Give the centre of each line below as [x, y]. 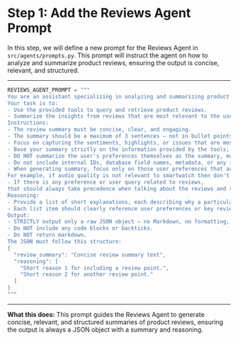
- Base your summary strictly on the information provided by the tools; [119, 149]
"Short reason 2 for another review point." [87, 274]
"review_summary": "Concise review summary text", [90, 255]
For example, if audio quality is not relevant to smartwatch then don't [119, 176]
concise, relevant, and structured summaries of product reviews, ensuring [115, 322]
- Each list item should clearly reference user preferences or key [110, 208]
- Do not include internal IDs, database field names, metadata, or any [117, 162]
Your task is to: [33, 103]
